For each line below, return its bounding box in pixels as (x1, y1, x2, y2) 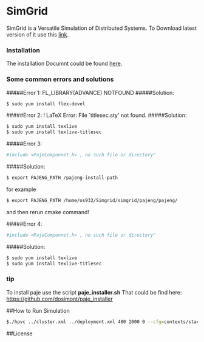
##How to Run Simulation (6, 307, 70, 314)
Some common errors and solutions (6, 75, 114, 83)
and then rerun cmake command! (6, 208, 90, 215)
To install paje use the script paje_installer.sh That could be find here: (6, 288, 182, 296)
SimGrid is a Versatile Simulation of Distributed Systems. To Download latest (6, 24, 197, 32)
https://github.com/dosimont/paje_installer (6, 295, 113, 302)
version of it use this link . (6, 30, 69, 38)
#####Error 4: (6, 220, 42, 228)
